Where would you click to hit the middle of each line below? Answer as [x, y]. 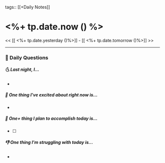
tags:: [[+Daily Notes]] [27, 7]
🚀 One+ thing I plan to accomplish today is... [51, 118]
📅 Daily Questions [27, 57]
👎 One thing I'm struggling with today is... [49, 142]
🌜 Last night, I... [22, 70]
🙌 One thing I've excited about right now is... [51, 95]
